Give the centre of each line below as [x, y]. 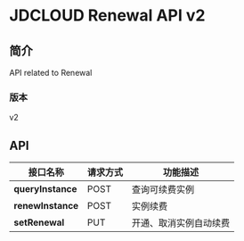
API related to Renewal [51, 73]
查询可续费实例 [163, 190]
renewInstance [46, 206]
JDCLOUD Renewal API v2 [107, 16]
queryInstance [45, 189]
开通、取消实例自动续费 [181, 223]
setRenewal [39, 222]
